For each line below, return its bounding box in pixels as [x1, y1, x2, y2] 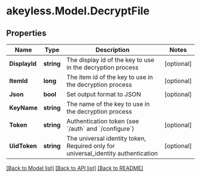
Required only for [66, 142, 115, 150]
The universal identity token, [66, 135, 147, 142]
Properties [6, 28, 47, 38]
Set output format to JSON [66, 90, 141, 98]
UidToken [9, 142, 37, 150]
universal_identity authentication [66, 149, 159, 157]
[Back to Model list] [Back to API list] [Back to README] [6, 164, 144, 172]
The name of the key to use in [66, 100, 150, 108]
